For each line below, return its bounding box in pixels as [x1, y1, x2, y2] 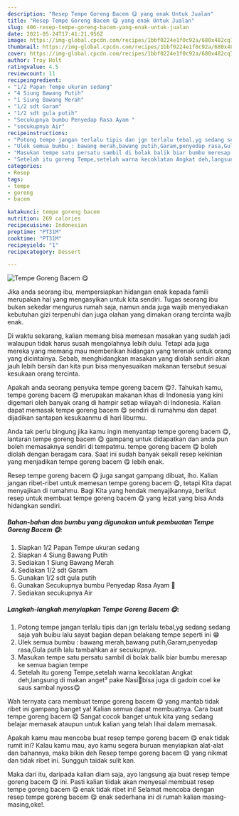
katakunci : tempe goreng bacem [7, 208, 100, 216]
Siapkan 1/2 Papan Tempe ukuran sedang [17, 544, 140, 552]
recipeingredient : [7, 76, 62, 84]
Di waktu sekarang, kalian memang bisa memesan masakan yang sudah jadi [7, 332, 230, 340]
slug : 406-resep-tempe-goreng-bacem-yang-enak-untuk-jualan [7, 23, 190, 31]
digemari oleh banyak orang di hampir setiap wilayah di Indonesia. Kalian [7, 398, 221, 407]
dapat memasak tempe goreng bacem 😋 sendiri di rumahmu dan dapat [7, 406, 217, 415]
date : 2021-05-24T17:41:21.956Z [7, 30, 103, 38]
